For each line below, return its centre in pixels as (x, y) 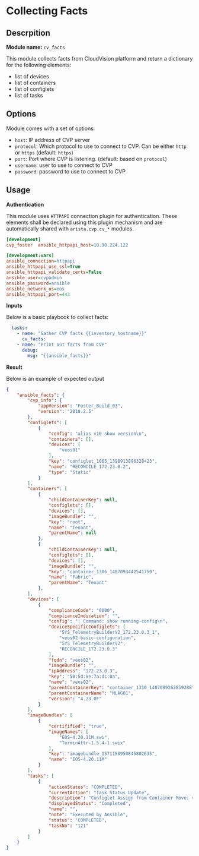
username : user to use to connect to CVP (63, 165)
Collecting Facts (47, 11)
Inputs (14, 306)
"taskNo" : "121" (68, 826)
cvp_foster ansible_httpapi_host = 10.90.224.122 (67, 245)
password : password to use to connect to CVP (70, 171)
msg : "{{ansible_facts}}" (60, 356)
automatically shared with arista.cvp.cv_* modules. (70, 228)
